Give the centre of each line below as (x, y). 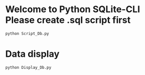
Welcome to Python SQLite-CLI (73, 9)
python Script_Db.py (27, 33)
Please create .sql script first (68, 20)
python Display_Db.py (28, 67)
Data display (33, 54)
